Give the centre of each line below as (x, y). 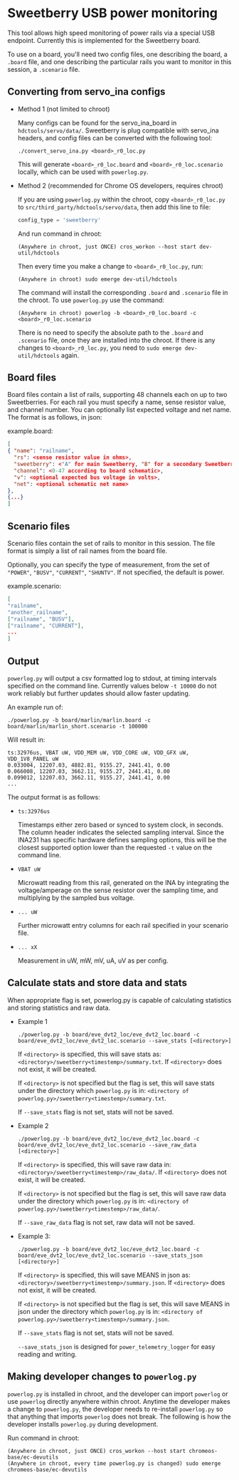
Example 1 (32, 1021)
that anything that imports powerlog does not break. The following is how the (119, 1417)
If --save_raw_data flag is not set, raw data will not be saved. (106, 1222)
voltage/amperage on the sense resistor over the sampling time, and (118, 890)
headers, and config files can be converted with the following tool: (115, 138)
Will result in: (26, 740)
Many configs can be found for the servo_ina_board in (97, 123)
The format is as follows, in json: (55, 418)
